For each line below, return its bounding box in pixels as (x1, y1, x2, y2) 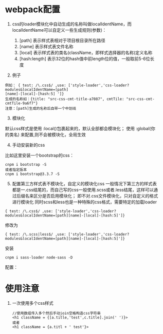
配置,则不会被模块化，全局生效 (25, 132, 86, 138)
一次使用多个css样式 (12, 300, 54, 306)
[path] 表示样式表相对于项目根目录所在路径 (19, 37, 106, 43)
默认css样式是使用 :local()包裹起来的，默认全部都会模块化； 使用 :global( (5, 125, 151, 131)
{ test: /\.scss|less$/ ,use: (5, 232, 67, 236)
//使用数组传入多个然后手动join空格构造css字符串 (12, 311, 101, 315)
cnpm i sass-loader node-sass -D (5, 255, 73, 260)
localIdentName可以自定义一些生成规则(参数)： (12, 27, 107, 33)
